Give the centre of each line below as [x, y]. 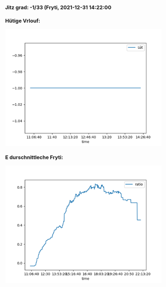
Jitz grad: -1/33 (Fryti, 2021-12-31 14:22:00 [58, 7]
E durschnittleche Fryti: [34, 157]
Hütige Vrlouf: [23, 20]
